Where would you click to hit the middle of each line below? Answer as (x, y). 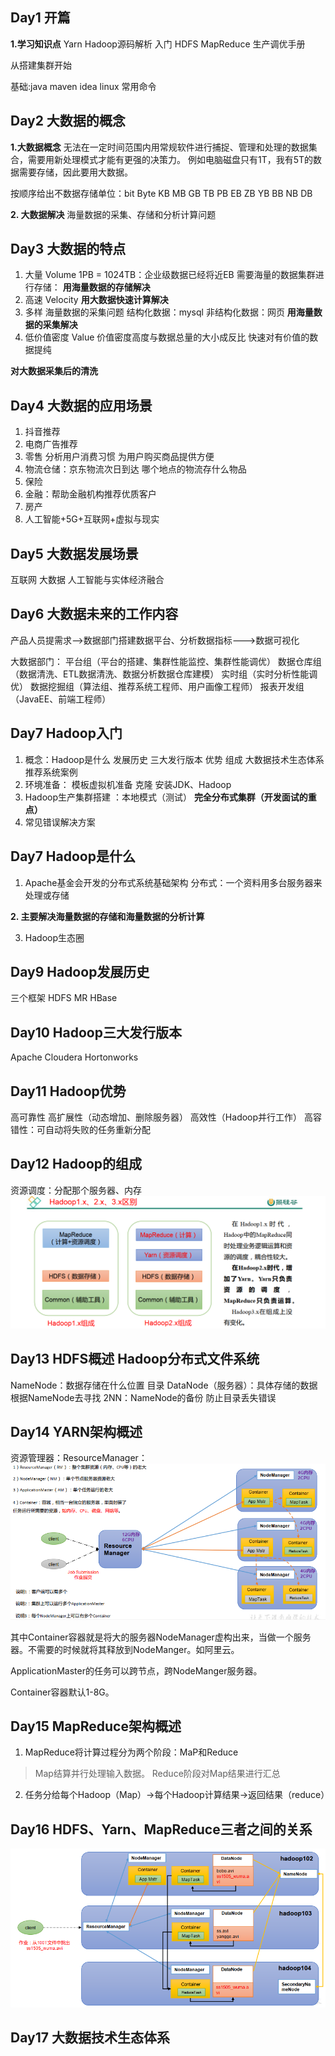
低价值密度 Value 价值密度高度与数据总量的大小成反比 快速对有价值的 (167, 337)
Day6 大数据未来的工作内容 (94, 614)
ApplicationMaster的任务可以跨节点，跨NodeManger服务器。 (136, 1670)
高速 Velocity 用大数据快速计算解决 (96, 300)
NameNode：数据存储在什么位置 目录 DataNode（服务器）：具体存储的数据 (164, 1385)
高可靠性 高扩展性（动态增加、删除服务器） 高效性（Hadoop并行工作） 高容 (166, 1117)
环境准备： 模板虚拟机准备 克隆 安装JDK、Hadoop (128, 784)
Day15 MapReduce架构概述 (96, 1726)
